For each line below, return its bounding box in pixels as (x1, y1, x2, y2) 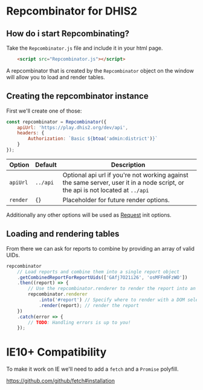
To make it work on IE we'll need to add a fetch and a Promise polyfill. (6, 365, 179, 373)
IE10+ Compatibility (6, 345, 107, 359)
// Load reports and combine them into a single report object (17, 268, 180, 275)
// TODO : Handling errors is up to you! (28, 319, 131, 325)
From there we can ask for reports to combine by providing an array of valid (6, 245, 195, 252)
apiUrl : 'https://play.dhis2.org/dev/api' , (17, 124, 129, 131)
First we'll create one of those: (6, 107, 82, 114)
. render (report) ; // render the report (38, 302, 139, 308)
